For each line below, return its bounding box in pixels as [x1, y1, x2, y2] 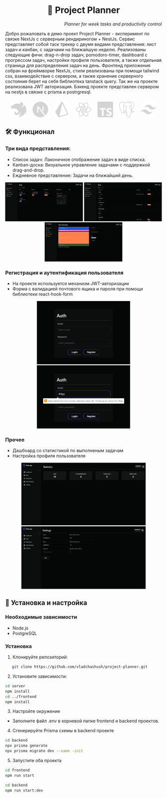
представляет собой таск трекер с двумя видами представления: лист [5, 41, 157, 47]
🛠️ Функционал [5, 128, 55, 136]
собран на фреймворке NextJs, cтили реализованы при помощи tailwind [5, 67, 160, 74]
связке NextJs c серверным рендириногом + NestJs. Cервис [5, 36, 135, 42]
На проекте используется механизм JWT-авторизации [12, 281, 129, 287]
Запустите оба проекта [12, 758, 62, 764]
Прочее [5, 436, 25, 443]
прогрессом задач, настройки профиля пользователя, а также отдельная [5, 57, 162, 63]
